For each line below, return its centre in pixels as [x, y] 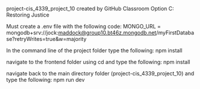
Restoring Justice [28, 15]
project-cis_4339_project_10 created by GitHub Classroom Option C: [90, 9]
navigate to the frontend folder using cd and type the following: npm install [98, 62]
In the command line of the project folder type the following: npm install [94, 50]
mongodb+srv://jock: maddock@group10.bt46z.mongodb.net [81, 33]
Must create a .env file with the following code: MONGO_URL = [84, 26]
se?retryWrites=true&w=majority [46, 39]
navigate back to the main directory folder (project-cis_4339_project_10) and [100, 73]
